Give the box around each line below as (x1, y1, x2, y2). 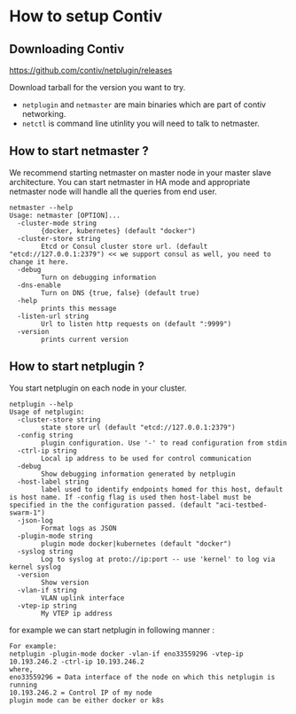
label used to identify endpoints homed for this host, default (41, 485, 284, 493)
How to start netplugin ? (9, 359, 144, 374)
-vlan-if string (17, 586, 77, 594)
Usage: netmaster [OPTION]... (9, 211, 121, 220)
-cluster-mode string (17, 219, 97, 228)
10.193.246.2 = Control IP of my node (9, 688, 152, 697)
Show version (41, 578, 90, 586)
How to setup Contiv (9, 6, 163, 27)
